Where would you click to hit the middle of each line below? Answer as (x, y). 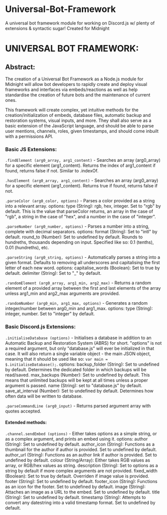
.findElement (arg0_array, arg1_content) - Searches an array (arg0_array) (83, 160)
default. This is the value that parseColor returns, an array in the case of (79, 211)
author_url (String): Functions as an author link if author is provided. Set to (81, 455)
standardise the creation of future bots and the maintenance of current (78, 95)
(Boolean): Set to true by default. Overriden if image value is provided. (77, 476)
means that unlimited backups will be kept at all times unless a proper (77, 380)
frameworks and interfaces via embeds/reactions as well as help (72, 89)
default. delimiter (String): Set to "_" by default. (53, 273)
